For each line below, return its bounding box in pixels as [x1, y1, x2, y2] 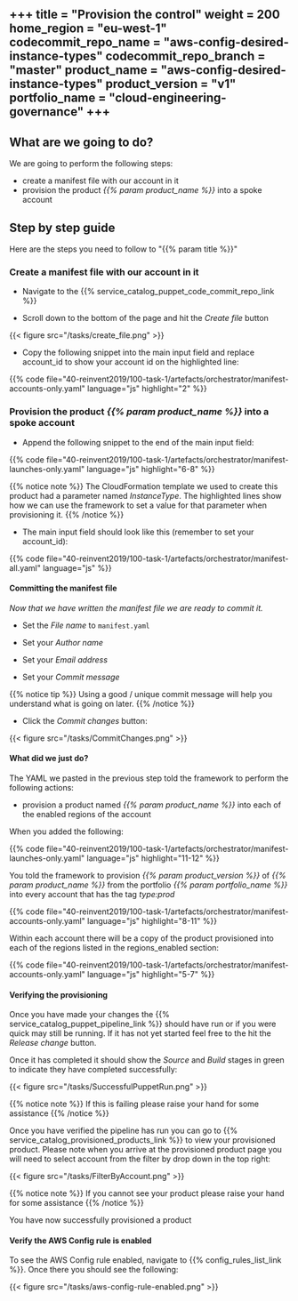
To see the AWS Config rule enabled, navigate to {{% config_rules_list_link [9, 1255, 282, 1265]
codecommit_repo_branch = [105, 49, 266, 64]
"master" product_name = [9, 62, 158, 78]
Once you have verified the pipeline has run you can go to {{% [9, 1125, 238, 1136]
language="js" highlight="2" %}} [87, 383, 207, 394]
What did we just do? [9, 753, 89, 764]
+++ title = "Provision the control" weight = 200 [9, 7, 280, 22]
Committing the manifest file [9, 582, 117, 594]
